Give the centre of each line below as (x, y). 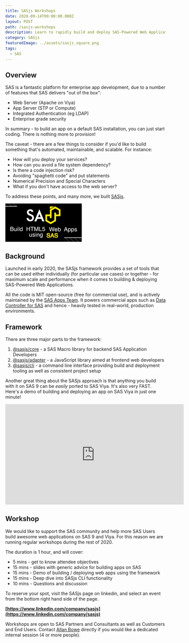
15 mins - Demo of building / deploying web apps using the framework (86, 573)
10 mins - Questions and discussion (50, 583)
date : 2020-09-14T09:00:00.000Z (39, 16)
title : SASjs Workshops (31, 11)
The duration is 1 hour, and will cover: (45, 552)
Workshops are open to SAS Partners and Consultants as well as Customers (85, 624)
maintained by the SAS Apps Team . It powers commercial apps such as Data (86, 300)
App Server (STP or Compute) (44, 108)
